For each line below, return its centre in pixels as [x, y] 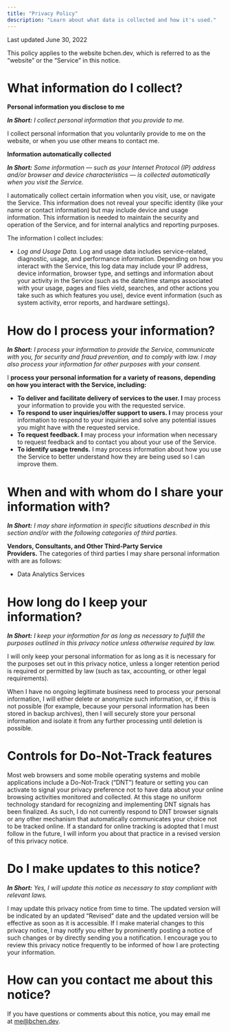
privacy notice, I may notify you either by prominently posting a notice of [110, 931]
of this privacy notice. [38, 841]
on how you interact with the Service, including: [77, 385]
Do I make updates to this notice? [104, 869]
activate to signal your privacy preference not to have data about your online [115, 790]
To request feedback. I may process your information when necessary [117, 435]
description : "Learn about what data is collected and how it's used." [112, 20]
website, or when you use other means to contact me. [83, 141]
